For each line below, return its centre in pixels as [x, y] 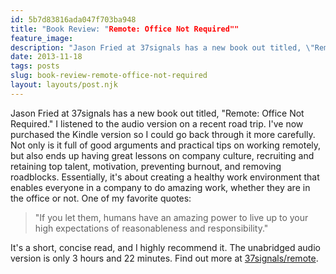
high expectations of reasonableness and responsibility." [151, 228]
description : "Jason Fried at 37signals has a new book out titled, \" [162, 47]
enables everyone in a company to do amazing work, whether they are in [160, 187]
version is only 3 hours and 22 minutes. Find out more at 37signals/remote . [164, 258]
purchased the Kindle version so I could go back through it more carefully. [163, 134]
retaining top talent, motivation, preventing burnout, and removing [146, 166]
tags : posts [35, 66]
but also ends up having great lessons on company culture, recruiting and [162, 155]
